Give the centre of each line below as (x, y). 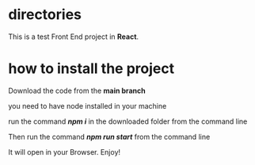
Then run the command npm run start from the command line (109, 136)
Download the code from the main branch (77, 90)
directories (45, 15)
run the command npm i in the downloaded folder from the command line (128, 121)
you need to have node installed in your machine (88, 106)
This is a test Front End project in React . (74, 36)
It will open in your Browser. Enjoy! (65, 152)
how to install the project (91, 69)
